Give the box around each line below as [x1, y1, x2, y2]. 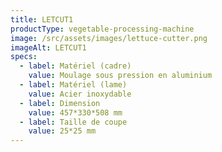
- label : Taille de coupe [19, 117, 128, 127]
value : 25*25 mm [28, 126, 97, 136]
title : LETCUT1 [10, 14, 74, 25]
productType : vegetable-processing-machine [10, 24, 195, 34]
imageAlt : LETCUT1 [10, 42, 87, 53]
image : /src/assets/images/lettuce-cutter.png [10, 33, 208, 43]
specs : [10, 52, 38, 62]
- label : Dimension [19, 98, 101, 108]
